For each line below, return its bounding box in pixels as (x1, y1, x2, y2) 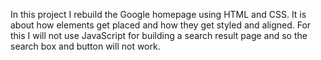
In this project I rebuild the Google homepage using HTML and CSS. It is (10, 9, 307, 20)
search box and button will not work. (10, 40, 161, 52)
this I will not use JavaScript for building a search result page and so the (10, 30, 308, 41)
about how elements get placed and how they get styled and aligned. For (10, 19, 312, 31)
